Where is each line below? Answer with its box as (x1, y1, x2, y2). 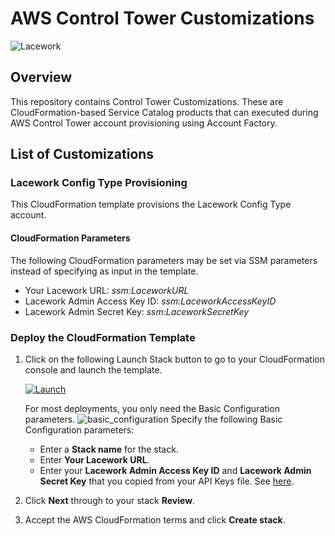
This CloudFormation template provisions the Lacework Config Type (10, 198, 292, 211)
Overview (10, 69, 73, 86)
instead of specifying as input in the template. (10, 265, 199, 277)
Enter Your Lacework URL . (39, 453, 150, 466)
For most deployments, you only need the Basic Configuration (24, 402, 280, 414)
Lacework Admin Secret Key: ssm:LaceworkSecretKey (24, 305, 250, 317)
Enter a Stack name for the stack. (39, 443, 179, 455)
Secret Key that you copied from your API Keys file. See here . (39, 475, 295, 487)
